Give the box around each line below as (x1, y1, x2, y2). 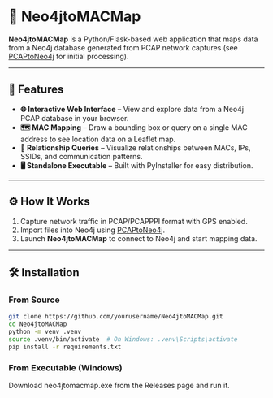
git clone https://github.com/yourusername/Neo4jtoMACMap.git (8, 313, 223, 321)
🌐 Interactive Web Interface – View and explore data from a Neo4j (19, 104, 245, 114)
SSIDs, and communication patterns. (19, 151, 143, 161)
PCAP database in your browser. (19, 113, 129, 123)
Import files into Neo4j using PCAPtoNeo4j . (19, 225, 165, 235)
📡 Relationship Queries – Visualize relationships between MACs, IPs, (19, 142, 251, 153)
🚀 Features (8, 83, 64, 97)
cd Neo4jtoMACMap (8, 320, 67, 328)
